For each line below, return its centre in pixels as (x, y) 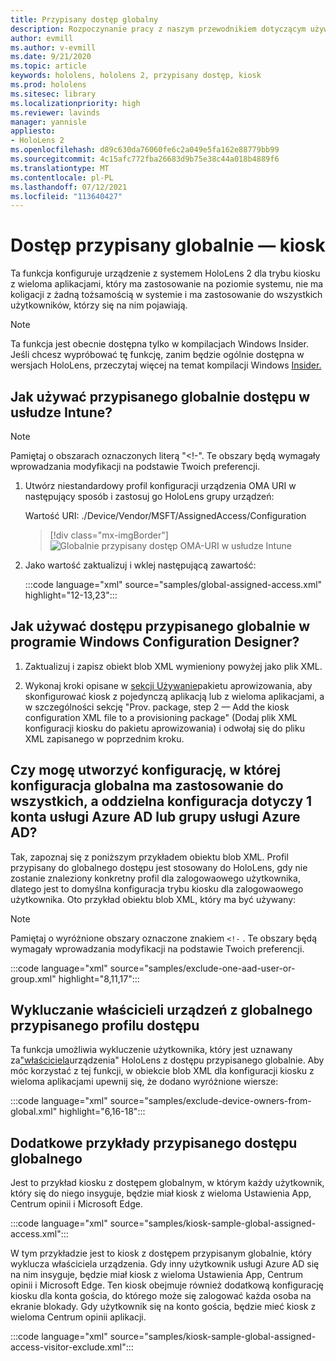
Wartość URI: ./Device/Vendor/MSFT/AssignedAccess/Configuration (165, 515)
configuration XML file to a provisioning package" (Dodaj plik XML (161, 717)
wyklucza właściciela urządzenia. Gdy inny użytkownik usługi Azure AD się (165, 1264)
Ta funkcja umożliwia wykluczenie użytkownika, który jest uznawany (151, 1050)
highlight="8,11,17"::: (99, 978)
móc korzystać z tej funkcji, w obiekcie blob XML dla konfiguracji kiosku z (162, 1071)
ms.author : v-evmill (53, 47)
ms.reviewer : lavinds (55, 112)
